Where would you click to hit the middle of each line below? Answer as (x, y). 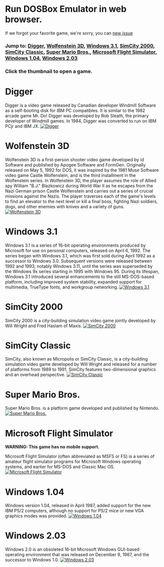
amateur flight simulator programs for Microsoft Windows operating (73, 462)
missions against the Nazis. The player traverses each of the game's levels (80, 196)
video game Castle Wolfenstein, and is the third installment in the (70, 175)
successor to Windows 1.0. (32, 560)
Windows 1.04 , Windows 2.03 (41, 58)
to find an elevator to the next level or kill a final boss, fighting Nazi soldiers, (82, 201)
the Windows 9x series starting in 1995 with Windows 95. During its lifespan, (82, 271)
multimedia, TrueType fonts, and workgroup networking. (62, 287)
